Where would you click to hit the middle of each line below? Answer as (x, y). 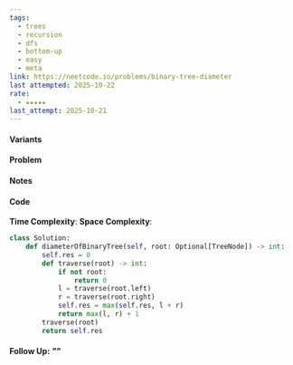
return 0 (90, 280)
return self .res (72, 331)
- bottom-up (40, 52)
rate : (19, 93)
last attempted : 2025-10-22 (62, 85)
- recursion (40, 34)
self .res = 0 (66, 255)
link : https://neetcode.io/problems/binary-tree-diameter (121, 77)
